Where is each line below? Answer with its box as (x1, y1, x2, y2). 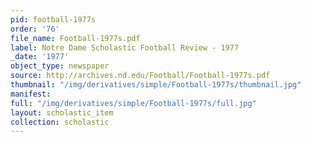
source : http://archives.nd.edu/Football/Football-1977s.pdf (10, 71, 271, 81)
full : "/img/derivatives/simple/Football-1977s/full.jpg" (10, 98, 257, 108)
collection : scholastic (10, 117, 110, 127)
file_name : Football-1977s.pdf (10, 33, 141, 43)
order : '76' (10, 24, 60, 34)
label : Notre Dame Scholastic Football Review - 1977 (10, 42, 240, 53)
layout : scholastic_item (10, 107, 114, 118)
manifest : (10, 89, 52, 99)
